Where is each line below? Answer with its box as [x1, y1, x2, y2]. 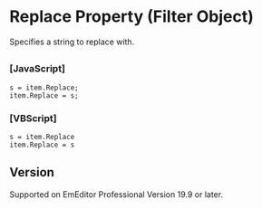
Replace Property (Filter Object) [9, 6, 254, 27]
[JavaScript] [9, 62, 66, 75]
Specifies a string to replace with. [9, 36, 135, 47]
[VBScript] [9, 111, 57, 124]
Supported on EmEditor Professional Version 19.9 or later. [9, 188, 224, 200]
